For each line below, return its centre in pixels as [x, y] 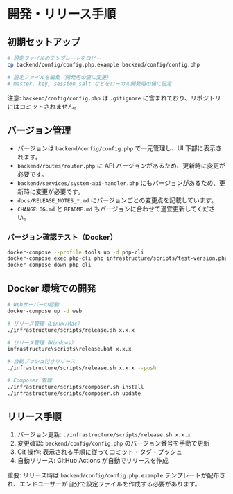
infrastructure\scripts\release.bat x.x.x [69, 349]
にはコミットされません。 [44, 106]
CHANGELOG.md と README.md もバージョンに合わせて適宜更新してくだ [113, 209]
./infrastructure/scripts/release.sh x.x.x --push [82, 368]
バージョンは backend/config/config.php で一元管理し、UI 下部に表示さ [119, 148]
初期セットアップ [44, 42]
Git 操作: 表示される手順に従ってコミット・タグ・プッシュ [100, 452]
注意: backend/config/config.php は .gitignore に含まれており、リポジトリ [114, 98]
